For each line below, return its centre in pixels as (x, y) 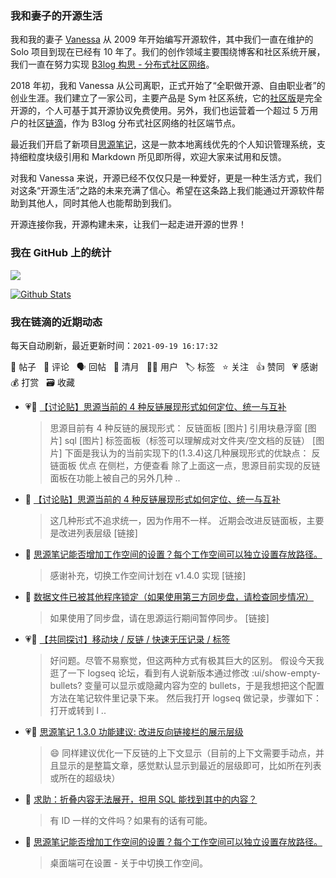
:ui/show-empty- (286, 673)
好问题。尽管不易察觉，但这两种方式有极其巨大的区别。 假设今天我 (187, 660)
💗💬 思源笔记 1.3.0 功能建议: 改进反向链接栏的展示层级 (134, 731)
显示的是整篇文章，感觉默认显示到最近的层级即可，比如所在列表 (190, 765)
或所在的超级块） (85, 778)
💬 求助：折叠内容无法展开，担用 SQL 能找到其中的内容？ (141, 799)
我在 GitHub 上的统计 (61, 253)
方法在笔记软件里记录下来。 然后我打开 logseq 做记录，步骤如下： (185, 698)
